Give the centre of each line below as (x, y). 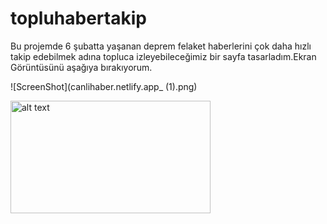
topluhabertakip (78, 18)
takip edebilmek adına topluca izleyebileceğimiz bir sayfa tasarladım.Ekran (163, 56)
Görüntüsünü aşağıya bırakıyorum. (81, 67)
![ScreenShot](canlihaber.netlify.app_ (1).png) (104, 86)
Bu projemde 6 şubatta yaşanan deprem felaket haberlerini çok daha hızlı (161, 46)
